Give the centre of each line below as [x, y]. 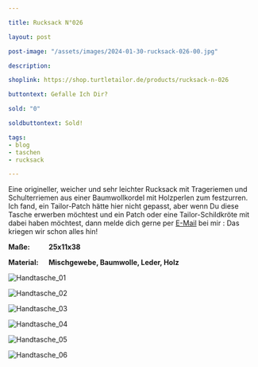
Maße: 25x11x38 [44, 247]
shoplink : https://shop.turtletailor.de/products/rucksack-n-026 [118, 80]
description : [30, 66]
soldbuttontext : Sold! [46, 123]
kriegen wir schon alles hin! [53, 232]
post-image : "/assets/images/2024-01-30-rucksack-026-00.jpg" [113, 51]
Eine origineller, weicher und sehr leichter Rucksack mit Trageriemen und [128, 189]
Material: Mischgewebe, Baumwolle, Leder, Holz [94, 263]
